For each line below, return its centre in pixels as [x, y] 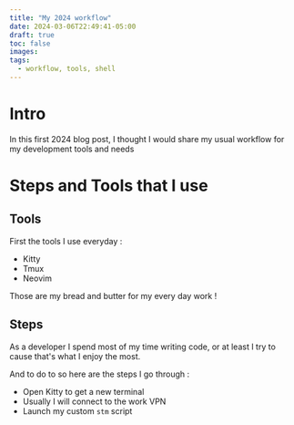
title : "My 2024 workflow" [61, 18]
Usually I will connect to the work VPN [94, 401]
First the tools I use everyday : [66, 241]
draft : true [32, 35]
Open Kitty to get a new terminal [83, 391]
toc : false [30, 43]
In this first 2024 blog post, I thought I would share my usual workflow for [147, 139]
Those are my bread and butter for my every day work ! [113, 295]
